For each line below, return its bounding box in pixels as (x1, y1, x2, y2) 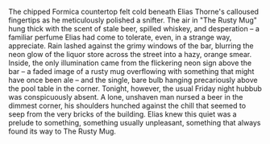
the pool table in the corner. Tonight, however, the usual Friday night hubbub (8, 84, 262, 93)
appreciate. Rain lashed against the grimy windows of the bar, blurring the (8, 41, 254, 51)
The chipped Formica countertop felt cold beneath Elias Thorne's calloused (8, 7, 260, 16)
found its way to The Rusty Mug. (8, 126, 117, 136)
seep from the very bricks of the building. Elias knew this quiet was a (8, 109, 237, 119)
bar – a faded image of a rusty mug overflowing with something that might (8, 67, 255, 76)
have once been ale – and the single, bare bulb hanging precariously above (8, 76, 258, 84)
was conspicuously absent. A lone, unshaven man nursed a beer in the (8, 93, 243, 101)
